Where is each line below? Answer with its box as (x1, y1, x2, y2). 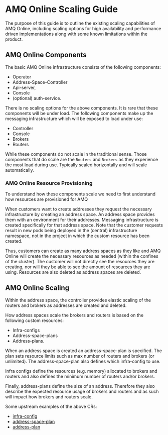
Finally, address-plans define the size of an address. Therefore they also (5, 383, 155, 389)
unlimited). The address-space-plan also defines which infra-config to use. (5, 358, 160, 364)
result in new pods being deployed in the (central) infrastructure (5, 228, 137, 234)
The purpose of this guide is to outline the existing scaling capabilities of (5, 20, 155, 26)
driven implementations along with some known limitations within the (5, 31, 148, 37)
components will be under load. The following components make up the (5, 110, 153, 116)
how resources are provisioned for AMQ (5, 196, 88, 202)
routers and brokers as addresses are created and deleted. (5, 302, 127, 308)
